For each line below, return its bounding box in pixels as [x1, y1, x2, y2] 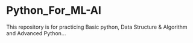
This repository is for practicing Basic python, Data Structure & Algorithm [6, 23, 188, 30]
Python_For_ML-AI [6, 4, 101, 17]
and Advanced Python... [6, 29, 66, 36]
